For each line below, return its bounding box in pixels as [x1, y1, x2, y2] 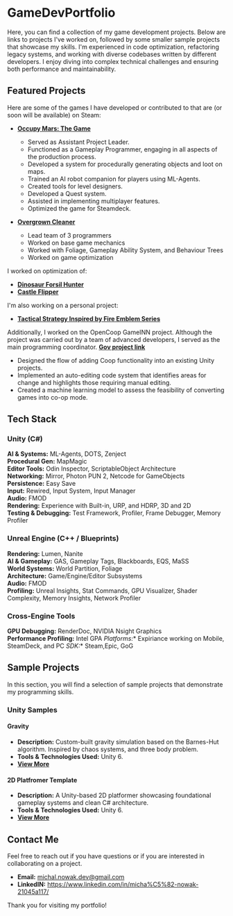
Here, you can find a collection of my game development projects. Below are [7, 28, 226, 36]
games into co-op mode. [17, 393, 88, 401]
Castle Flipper [17, 287, 59, 296]
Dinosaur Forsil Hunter [17, 280, 85, 288]
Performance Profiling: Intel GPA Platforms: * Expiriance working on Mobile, [7, 635, 225, 643]
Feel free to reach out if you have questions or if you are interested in [7, 851, 205, 860]
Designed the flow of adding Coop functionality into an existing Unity [17, 356, 215, 364]
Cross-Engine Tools [7, 611, 76, 621]
